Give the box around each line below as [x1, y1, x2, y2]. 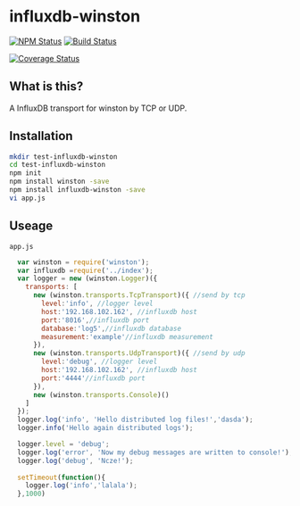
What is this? [9, 79, 84, 95]
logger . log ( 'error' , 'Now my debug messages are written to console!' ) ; [17, 448, 294, 457]
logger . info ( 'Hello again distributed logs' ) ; [17, 424, 194, 433]
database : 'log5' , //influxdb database [41, 324, 181, 333]
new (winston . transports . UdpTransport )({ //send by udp [32, 349, 246, 358]
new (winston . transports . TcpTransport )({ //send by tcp [32, 291, 246, 300]
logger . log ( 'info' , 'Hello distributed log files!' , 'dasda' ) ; [17, 415, 254, 425]
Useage [9, 219, 54, 234]
